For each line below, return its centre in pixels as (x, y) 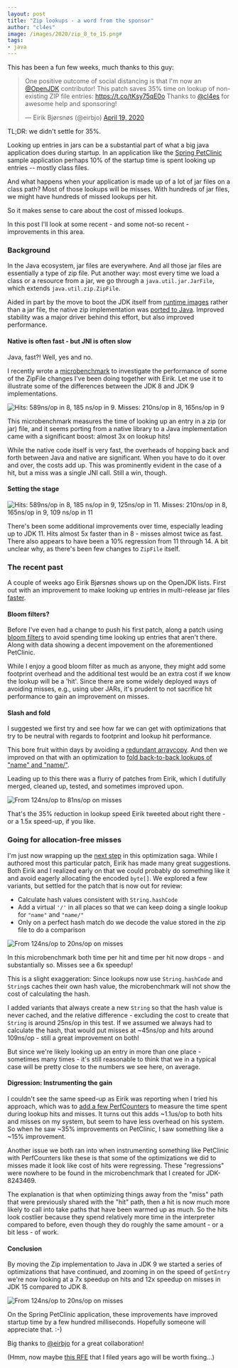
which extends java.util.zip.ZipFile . (64, 288)
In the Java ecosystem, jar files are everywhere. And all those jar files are (114, 266)
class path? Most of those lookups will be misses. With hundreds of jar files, (118, 189)
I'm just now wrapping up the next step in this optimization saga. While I (113, 855)
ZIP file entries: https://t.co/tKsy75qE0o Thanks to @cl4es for (139, 96)
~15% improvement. (37, 1136)
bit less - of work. (33, 1232)
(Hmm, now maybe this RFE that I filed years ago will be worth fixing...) (111, 1357)
